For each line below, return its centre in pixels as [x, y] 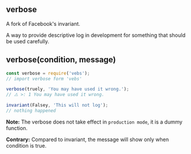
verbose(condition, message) [61, 60]
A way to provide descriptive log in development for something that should [96, 35]
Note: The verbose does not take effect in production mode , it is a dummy [94, 122]
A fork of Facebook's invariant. [43, 23]
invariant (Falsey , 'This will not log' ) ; [57, 105]
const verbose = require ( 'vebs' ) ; [48, 73]
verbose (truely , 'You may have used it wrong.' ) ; [68, 89]
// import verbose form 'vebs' [44, 78]
